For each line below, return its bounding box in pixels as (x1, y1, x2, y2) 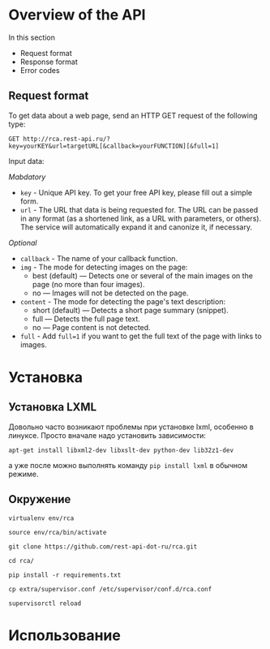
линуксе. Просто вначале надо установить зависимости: (8, 430, 207, 440)
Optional (8, 238, 37, 247)
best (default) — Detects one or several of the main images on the (32, 270, 254, 281)
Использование (8, 626, 122, 644)
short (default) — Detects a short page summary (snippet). (32, 305, 229, 315)
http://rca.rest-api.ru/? (23, 135, 111, 143)
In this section (8, 32, 55, 42)
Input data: (8, 156, 45, 165)
